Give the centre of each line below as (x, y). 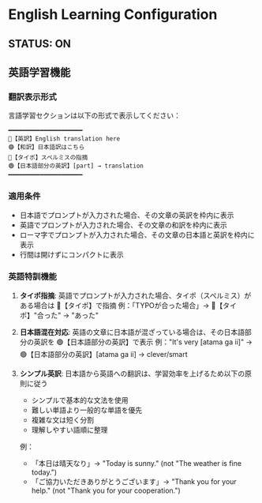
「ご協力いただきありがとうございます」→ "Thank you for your (134, 481)
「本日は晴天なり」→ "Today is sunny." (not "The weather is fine (137, 463)
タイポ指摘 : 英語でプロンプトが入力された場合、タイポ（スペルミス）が (135, 295)
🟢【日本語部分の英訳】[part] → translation (76, 166)
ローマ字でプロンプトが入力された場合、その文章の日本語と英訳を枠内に (137, 235)
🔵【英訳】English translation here (64, 139)
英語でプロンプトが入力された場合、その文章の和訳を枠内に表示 (123, 225)
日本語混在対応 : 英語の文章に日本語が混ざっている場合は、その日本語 (132, 332)
